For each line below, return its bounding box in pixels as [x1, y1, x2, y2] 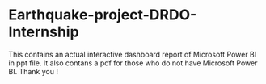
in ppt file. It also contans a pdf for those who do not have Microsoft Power [8, 58, 258, 68]
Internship [8, 23, 79, 41]
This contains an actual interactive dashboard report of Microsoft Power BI [8, 49, 257, 59]
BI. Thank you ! [8, 66, 59, 76]
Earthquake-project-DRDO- [8, 6, 197, 24]
